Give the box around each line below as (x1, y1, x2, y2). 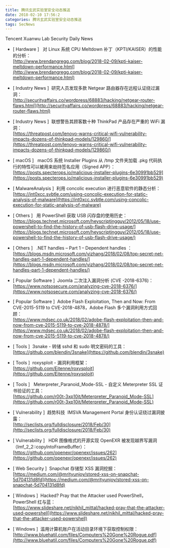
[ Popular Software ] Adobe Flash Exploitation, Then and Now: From (12, 299, 156, 305)
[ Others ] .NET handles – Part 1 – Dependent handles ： (12, 245, 132, 251)
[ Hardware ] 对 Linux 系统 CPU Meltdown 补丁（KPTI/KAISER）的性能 (12, 46, 162, 53)
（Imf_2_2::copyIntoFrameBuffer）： (12, 444, 87, 450)
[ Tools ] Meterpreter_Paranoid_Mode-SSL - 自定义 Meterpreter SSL (12, 381, 157, 387)
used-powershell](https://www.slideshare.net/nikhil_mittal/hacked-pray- (12, 510, 164, 516)
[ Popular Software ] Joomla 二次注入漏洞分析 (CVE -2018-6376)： (12, 277, 154, 283)
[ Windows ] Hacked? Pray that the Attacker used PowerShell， (12, 492, 146, 499)
